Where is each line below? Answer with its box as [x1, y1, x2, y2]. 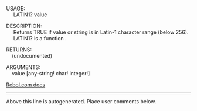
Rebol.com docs [6, 81, 46, 88]
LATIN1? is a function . [13, 35, 67, 41]
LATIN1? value [13, 11, 47, 18]
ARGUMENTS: [6, 64, 41, 71]
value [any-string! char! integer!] [11, 70, 90, 77]
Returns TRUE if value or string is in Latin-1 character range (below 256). [13, 29, 189, 36]
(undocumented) [11, 53, 53, 59]
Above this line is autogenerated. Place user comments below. [6, 98, 157, 105]
